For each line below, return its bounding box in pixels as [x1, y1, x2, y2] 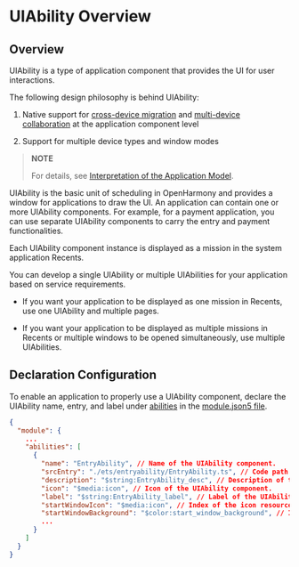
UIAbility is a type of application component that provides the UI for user [9, 65, 275, 76]
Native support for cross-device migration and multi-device [21, 109, 240, 119]
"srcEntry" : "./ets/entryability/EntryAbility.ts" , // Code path [41, 467, 289, 477]
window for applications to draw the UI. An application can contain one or [9, 198, 279, 207]
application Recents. [9, 252, 85, 263]
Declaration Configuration [9, 368, 158, 383]
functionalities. [9, 225, 64, 236]
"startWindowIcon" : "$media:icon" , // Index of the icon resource [41, 500, 293, 509]
